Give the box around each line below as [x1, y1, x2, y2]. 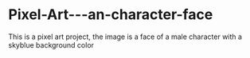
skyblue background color [8, 40, 94, 49]
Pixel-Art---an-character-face [8, 6, 213, 24]
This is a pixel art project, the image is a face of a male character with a [8, 32, 243, 41]
